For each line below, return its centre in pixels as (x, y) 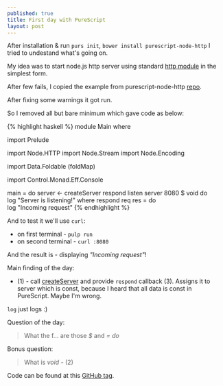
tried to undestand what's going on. (58, 53)
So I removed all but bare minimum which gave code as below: (95, 113)
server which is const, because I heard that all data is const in (104, 289)
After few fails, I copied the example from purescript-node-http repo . (104, 87)
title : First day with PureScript (57, 20)
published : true (30, 13)
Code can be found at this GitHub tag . (61, 376)
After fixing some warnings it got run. (60, 100)
